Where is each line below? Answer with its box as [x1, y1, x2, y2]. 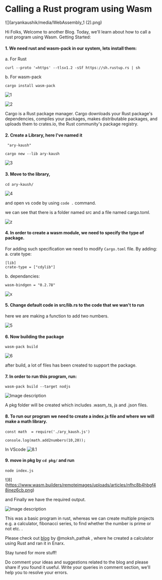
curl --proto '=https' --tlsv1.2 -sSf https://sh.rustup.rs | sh [5, 66, 140, 70]
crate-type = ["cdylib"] [5, 264, 55, 269]
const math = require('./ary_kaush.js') [5, 429, 90, 434]
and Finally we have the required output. [5, 496, 86, 502]
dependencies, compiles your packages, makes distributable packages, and [5, 116, 158, 122]
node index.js [5, 468, 34, 473]
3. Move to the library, [5, 171, 51, 177]
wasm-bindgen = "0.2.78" [5, 282, 55, 287]
